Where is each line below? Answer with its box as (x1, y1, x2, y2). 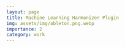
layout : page (6, 9, 40, 15)
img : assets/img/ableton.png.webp (6, 20, 95, 26)
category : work (6, 32, 45, 38)
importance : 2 (6, 26, 43, 32)
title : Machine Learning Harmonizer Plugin (6, 15, 119, 21)
